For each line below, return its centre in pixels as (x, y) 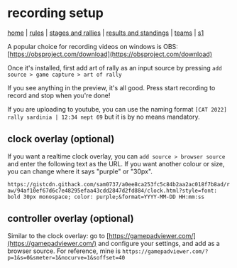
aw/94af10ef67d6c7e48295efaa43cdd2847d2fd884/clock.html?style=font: (112, 191)
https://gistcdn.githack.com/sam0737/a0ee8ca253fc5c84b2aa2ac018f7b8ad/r (119, 184)
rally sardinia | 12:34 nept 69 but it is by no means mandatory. (104, 117)
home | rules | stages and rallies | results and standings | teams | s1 (106, 33)
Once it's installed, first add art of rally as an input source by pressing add (115, 68)
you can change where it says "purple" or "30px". (80, 171)
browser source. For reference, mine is (64, 251)
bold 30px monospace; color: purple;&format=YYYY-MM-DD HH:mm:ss (106, 197)
